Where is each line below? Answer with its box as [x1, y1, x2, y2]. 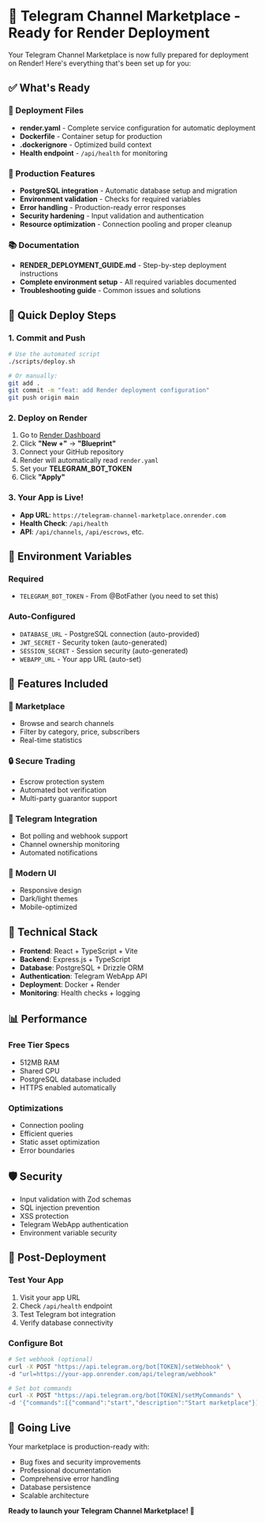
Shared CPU [19, 1066, 61, 1075]
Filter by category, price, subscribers [19, 727, 140, 737]
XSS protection [19, 1211, 69, 1220]
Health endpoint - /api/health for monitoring [19, 148, 168, 157]
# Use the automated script [8, 350, 101, 358]
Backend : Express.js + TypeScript [19, 955, 131, 965]
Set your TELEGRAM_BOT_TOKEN [19, 464, 132, 473]
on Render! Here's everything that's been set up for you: [8, 58, 192, 68]
